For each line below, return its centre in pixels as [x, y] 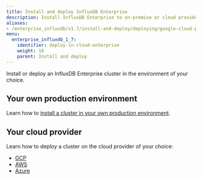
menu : [13, 34]
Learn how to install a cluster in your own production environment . [88, 113]
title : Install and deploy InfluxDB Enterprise [67, 12]
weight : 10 [31, 51]
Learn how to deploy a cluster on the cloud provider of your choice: [90, 146]
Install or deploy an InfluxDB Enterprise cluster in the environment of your [97, 73]
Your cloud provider [44, 132]
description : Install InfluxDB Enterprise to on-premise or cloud [91, 17]
